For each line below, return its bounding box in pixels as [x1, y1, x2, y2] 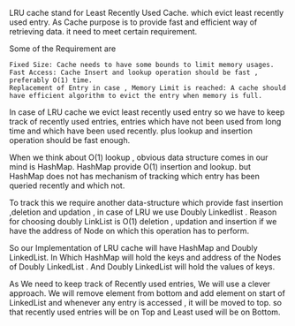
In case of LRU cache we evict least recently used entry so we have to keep [9, 107, 285, 118]
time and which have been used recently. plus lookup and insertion [9, 125, 253, 136]
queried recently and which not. [9, 180, 125, 191]
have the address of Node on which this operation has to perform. [9, 225, 250, 236]
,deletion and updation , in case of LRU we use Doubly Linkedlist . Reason [9, 207, 277, 217]
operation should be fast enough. [9, 135, 131, 145]
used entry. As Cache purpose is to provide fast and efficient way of [9, 17, 258, 27]
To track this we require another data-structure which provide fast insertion [9, 198, 284, 208]
